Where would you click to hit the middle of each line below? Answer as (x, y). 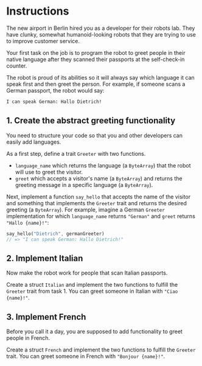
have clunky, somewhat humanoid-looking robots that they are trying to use (101, 34)
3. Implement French (46, 317)
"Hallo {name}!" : (28, 222)
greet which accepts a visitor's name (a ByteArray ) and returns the (99, 178)
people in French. (28, 338)
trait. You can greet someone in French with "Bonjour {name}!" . (86, 356)
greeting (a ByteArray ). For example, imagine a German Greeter (86, 209)
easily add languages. (34, 142)
